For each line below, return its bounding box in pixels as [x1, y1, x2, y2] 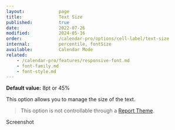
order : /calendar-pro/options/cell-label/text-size [6, 36, 169, 42]
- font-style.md [16, 69, 57, 74]
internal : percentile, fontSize [6, 42, 112, 47]
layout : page [6, 8, 69, 15]
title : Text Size [6, 14, 83, 20]
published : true [6, 19, 69, 25]
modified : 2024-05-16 [6, 30, 85, 36]
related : [6, 52, 28, 58]
